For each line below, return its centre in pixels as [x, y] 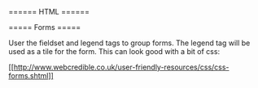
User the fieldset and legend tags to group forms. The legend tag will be [129, 43]
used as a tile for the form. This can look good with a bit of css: [114, 51]
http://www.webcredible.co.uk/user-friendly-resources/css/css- [121, 67]
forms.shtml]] [31, 75]
